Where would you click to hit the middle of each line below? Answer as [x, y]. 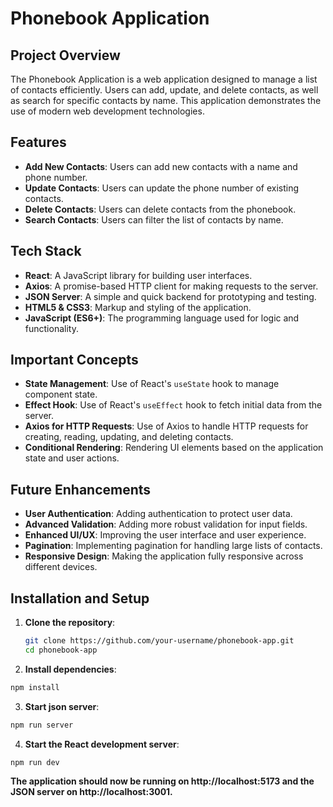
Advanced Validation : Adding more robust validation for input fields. [166, 524]
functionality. [51, 328]
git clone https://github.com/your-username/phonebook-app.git [159, 641]
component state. [61, 394]
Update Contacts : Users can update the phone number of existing [162, 188]
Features [38, 142]
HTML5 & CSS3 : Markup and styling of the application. [138, 307]
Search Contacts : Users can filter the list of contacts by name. [154, 219]
